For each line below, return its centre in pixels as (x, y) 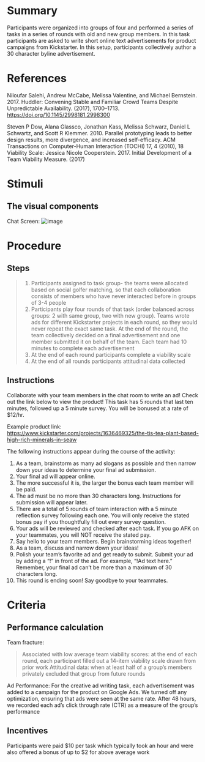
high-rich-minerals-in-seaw (42, 439)
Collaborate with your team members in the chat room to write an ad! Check (102, 395)
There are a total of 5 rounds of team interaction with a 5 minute (96, 509)
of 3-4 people (49, 302)
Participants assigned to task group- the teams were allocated (110, 283)
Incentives (28, 731)
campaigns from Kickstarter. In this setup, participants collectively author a (102, 47)
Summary (32, 11)
